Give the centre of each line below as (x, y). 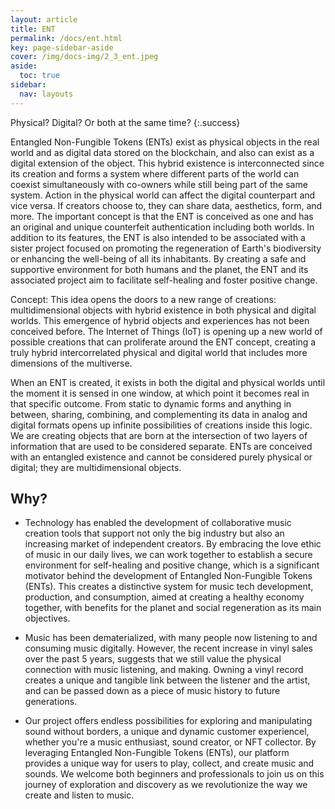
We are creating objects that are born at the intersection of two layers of (159, 435)
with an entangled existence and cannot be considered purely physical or (161, 457)
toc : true (39, 76)
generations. (51, 702)
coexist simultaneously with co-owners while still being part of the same (159, 184)
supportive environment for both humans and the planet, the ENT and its (159, 269)
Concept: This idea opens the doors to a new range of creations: (143, 299)
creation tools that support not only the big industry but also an (154, 533)
